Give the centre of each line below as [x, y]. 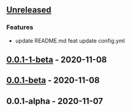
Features [20, 27]
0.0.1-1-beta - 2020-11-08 [57, 60]
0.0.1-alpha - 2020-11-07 [55, 101]
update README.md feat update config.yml [70, 40]
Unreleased [29, 10]
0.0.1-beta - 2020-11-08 [53, 81]
